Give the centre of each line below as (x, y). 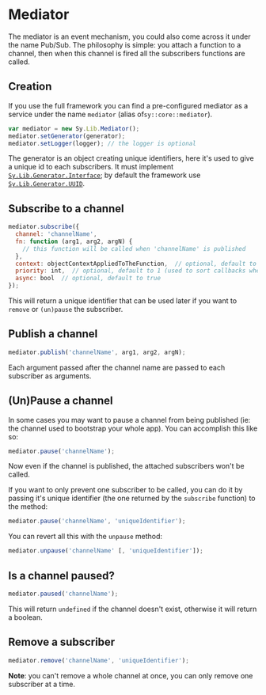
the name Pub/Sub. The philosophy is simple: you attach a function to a (125, 44)
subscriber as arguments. (50, 376)
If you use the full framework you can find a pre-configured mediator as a (128, 105)
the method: (28, 507)
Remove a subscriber (62, 642)
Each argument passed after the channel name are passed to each (117, 367)
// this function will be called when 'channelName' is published (134, 249)
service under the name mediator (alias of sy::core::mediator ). (110, 114)
